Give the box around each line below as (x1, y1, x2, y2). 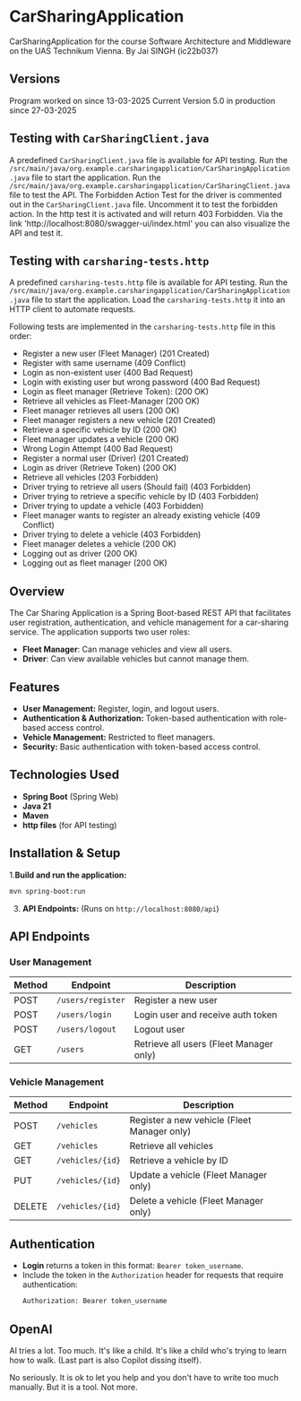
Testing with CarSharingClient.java (9, 131, 210, 146)
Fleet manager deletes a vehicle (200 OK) (21, 539, 176, 549)
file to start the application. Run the (30, 172, 161, 183)
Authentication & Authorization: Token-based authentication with (21, 713, 268, 723)
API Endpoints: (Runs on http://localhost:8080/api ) (21, 903, 219, 913)
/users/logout (56, 1025, 116, 1034)
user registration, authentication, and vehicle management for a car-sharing (9, 617, 289, 628)
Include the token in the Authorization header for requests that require (21, 1270, 284, 1281)
